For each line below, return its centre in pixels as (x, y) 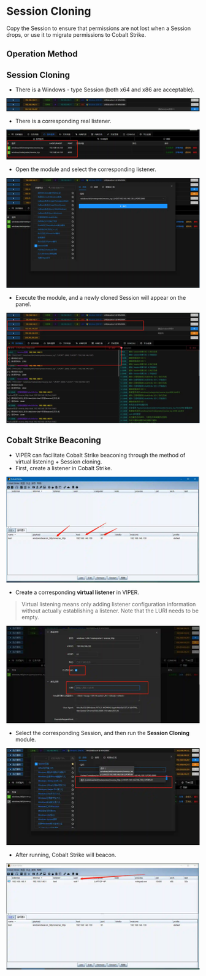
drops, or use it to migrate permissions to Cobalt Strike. (76, 34)
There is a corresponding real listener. (63, 121)
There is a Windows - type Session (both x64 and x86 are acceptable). (105, 90)
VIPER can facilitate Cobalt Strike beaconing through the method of (100, 455)
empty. (30, 617)
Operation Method (42, 54)
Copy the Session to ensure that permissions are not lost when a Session (99, 28)
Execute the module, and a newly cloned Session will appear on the (101, 298)
